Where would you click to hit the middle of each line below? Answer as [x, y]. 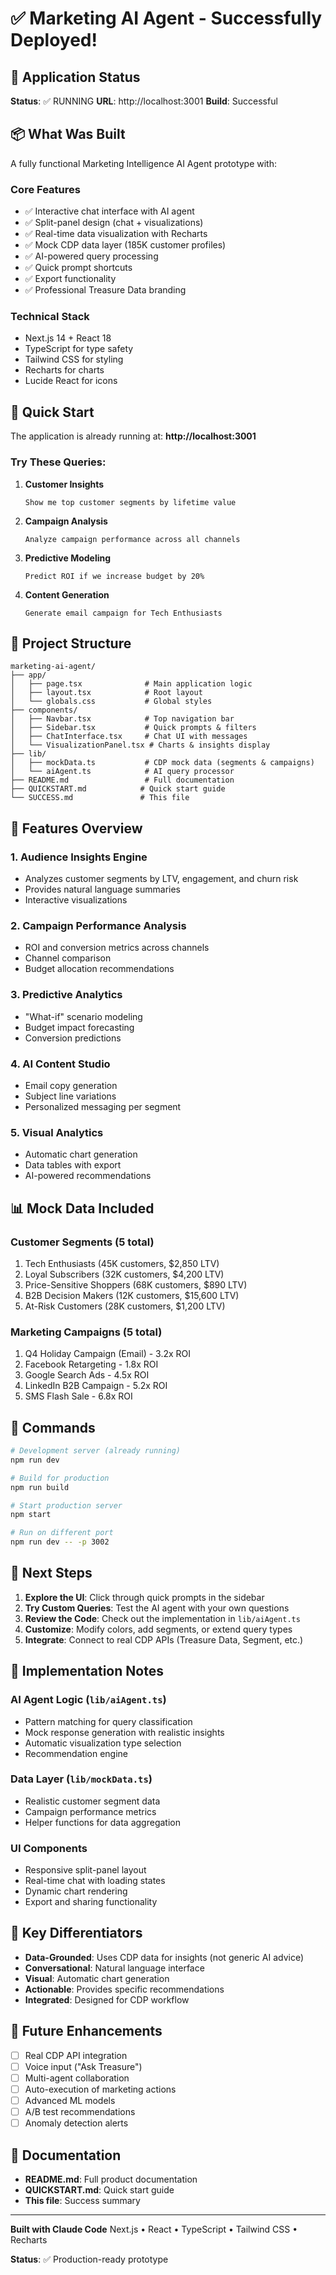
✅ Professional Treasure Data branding [105, 290]
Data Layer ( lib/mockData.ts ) [81, 1779]
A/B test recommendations [80, 2112]
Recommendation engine [76, 1753]
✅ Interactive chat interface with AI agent [109, 211]
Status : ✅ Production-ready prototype [89, 2259]
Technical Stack [50, 317]
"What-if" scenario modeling [83, 1016]
